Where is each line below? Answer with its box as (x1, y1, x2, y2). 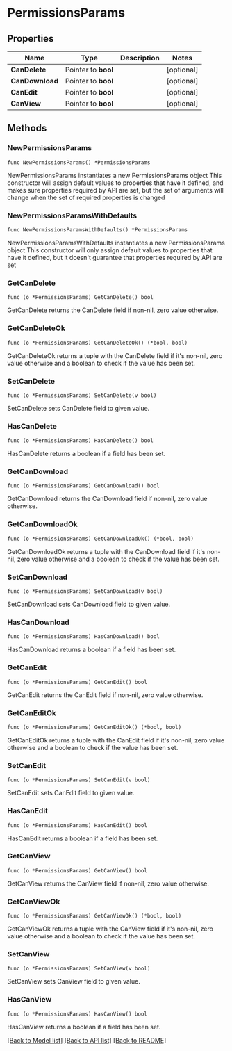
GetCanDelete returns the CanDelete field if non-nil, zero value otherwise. (7, 306, 219, 314)
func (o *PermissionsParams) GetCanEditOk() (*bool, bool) (7, 724, 182, 731)
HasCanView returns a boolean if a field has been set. (7, 1023, 161, 1031)
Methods (7, 122, 47, 134)
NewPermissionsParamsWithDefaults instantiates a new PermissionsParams (7, 238, 226, 247)
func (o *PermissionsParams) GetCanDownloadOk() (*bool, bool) (7, 535, 194, 542)
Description (120, 54, 160, 63)
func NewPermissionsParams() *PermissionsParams (7, 158, 151, 166)
